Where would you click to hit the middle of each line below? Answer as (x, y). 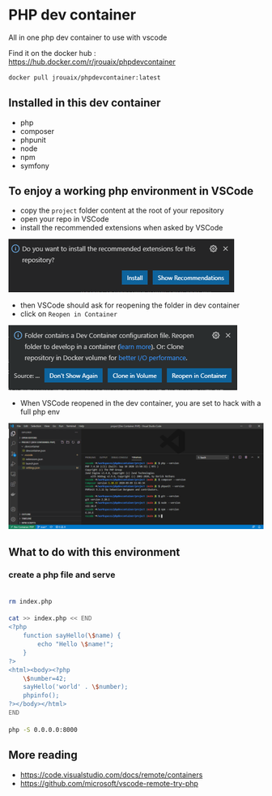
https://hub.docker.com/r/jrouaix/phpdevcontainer (92, 62)
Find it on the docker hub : (52, 53)
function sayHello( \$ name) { (72, 636)
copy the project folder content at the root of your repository (122, 211)
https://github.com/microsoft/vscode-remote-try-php (109, 783)
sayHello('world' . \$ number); (76, 687)
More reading (43, 755)
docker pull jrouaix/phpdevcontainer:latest (85, 77)
